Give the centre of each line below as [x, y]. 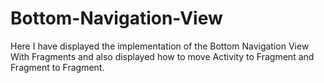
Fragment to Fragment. [57, 67]
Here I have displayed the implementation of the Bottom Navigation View [160, 46]
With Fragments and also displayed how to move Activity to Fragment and [162, 56]
